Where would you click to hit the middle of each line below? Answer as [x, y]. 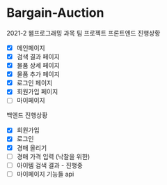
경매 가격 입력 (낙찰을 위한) [53, 156]
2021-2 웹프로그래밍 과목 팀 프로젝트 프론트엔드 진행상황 [83, 33]
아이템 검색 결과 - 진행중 [49, 165]
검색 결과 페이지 [38, 57]
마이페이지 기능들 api [45, 174]
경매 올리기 [32, 147]
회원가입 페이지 [37, 91]
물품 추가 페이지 [38, 74]
